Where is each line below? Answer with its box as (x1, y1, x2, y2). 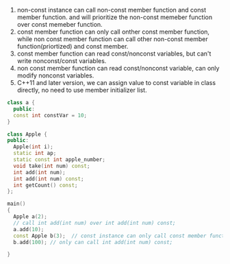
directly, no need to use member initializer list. (16, 86, 147, 94)
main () (7, 200, 26, 208)
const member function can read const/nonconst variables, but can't (16, 49, 212, 58)
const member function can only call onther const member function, (16, 27, 210, 36)
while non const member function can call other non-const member (16, 35, 208, 43)
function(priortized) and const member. (16, 43, 129, 50)
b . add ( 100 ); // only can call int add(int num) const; (13, 239, 173, 245)
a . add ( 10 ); (13, 226, 44, 232)
